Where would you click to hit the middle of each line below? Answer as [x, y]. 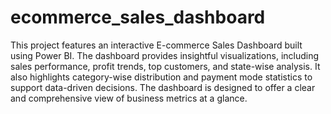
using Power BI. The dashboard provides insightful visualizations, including [165, 55]
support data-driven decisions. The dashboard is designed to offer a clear [163, 87]
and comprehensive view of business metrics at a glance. [129, 98]
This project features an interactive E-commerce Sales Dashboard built [156, 45]
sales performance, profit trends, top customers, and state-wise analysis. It [165, 66]
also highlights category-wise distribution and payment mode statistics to [161, 77]
